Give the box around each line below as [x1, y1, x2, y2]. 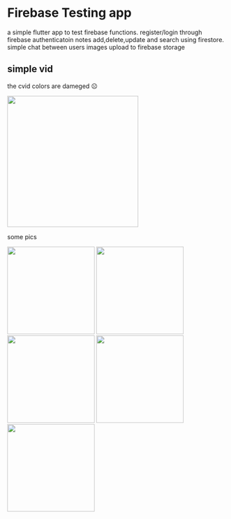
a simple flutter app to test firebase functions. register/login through [7, 28, 202, 36]
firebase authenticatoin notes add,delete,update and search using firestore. [7, 35, 225, 43]
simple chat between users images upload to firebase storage [7, 43, 185, 51]
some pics [7, 232, 37, 241]
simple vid [7, 63, 54, 75]
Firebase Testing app [7, 5, 132, 21]
